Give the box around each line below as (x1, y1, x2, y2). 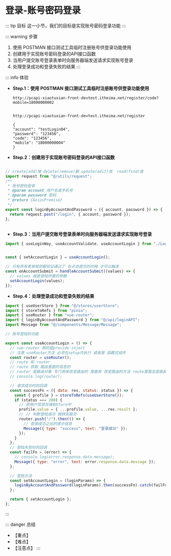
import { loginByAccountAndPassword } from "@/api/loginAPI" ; (5, 318, 140, 323)
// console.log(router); (10, 374, 63, 379)
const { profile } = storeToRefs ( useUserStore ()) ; (14, 392, 124, 398)
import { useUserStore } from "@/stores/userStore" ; (5, 303, 120, 308)
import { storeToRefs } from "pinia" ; (5, 308, 88, 313)
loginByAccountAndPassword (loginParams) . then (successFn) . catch (14, 483, 152, 488)
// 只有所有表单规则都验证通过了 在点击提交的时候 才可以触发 (5, 264, 119, 269)
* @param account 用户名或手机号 (7, 188, 73, 193)
